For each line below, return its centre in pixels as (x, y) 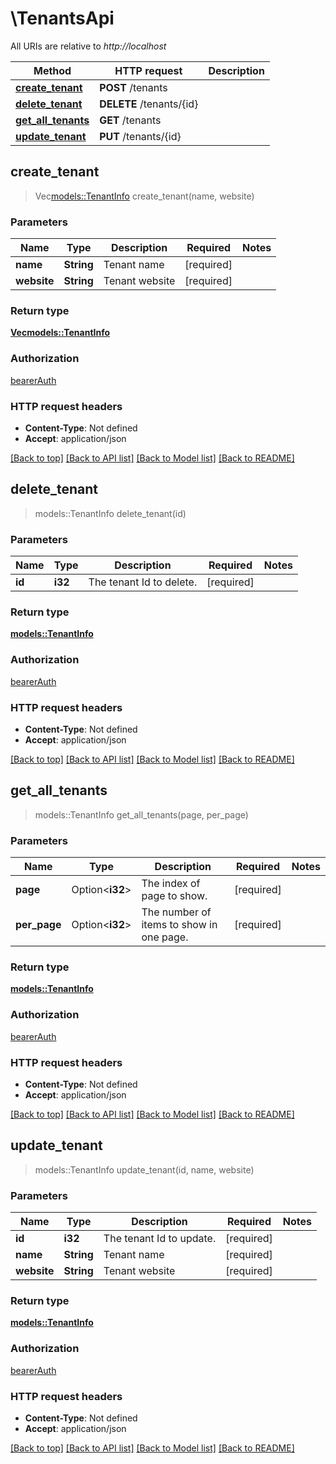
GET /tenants (130, 120)
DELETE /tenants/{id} (149, 104)
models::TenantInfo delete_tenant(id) (110, 513)
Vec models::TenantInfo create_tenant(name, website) (144, 196)
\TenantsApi (62, 18)
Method (52, 70)
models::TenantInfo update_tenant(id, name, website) (144, 1169)
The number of (176, 912)
